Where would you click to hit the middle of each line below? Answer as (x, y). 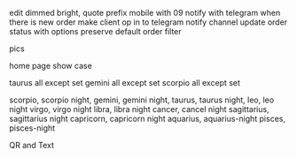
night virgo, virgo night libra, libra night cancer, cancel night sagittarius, (139, 109)
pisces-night (32, 128)
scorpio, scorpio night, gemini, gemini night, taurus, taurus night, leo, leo (142, 100)
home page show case (51, 66)
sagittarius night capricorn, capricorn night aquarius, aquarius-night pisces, (148, 119)
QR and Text (32, 145)
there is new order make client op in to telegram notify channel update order (148, 22)
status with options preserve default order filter (95, 31)
